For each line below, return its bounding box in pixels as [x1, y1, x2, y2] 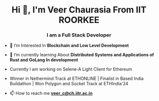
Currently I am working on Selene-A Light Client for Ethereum [9, 66, 132, 72]
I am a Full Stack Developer [47, 32, 111, 38]
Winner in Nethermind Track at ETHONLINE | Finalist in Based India [9, 76, 144, 81]
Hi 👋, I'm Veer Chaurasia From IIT [11, 4, 147, 15]
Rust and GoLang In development [9, 57, 79, 63]
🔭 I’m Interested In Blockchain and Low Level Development [9, 43, 129, 49]
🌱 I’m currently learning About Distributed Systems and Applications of [9, 52, 154, 58]
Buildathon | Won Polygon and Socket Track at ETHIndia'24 [9, 81, 128, 87]
